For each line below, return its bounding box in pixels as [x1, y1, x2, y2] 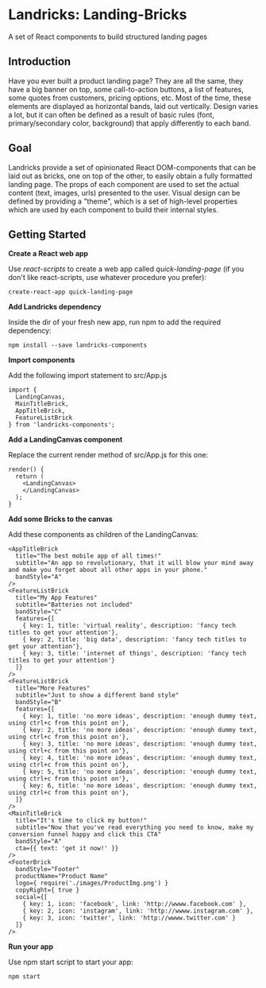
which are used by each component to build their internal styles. [8, 204, 218, 214]
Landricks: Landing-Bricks [8, 6, 187, 24]
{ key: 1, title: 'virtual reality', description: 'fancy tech [22, 622, 237, 630]
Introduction [8, 55, 71, 68]
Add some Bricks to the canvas [8, 515, 113, 524]
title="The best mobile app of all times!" [15, 552, 161, 560]
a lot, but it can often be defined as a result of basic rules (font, [8, 110, 214, 119]
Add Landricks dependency [8, 302, 102, 312]
